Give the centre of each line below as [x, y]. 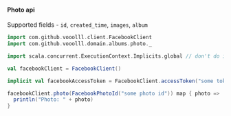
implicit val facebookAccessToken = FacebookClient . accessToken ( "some [110, 81]
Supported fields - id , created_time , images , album [77, 25]
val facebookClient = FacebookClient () [64, 69]
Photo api [21, 10]
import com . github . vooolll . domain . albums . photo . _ [80, 44]
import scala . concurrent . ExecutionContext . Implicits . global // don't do [113, 56]
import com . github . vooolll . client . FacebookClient [80, 38]
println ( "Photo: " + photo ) [54, 100]
